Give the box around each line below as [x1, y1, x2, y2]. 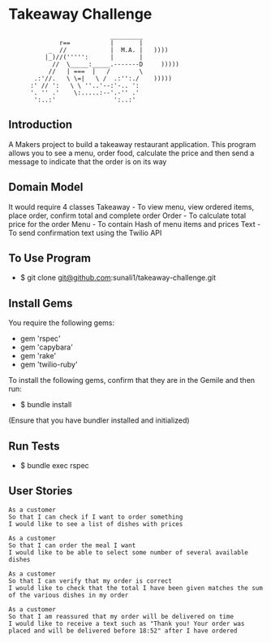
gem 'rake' [19, 351, 57, 361]
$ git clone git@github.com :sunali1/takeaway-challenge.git [19, 273, 217, 283]
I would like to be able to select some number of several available [8, 548, 249, 557]
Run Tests [8, 439, 60, 453]
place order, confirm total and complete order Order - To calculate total [8, 211, 246, 220]
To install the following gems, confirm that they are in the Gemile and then [8, 376, 256, 385]
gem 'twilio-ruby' [19, 359, 79, 370]
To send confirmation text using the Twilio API [8, 228, 162, 237]
